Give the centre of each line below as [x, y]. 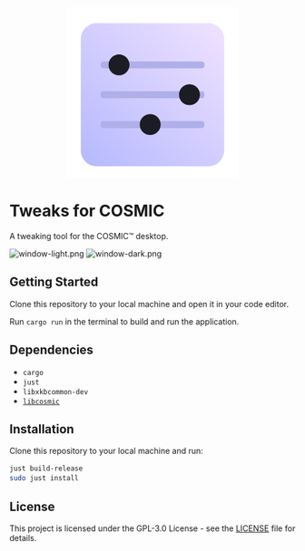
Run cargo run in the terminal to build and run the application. [124, 321]
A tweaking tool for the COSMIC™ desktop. [89, 236]
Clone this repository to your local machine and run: [107, 451]
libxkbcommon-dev [55, 391]
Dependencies [51, 350]
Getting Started [54, 282]
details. [23, 537]
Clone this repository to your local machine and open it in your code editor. [149, 304]
